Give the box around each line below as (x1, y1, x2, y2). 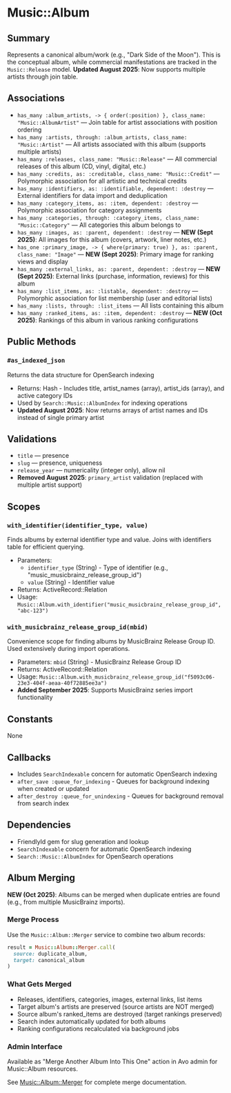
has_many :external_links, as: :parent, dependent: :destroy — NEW (17, 264, 221, 273)
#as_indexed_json (7, 357, 66, 365)
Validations (7, 433, 57, 445)
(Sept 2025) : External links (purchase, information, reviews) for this (17, 272, 210, 280)
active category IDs (17, 391, 73, 399)
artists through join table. (7, 72, 78, 81)
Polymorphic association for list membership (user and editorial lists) (17, 294, 212, 302)
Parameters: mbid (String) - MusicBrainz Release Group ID (17, 658, 181, 666)
